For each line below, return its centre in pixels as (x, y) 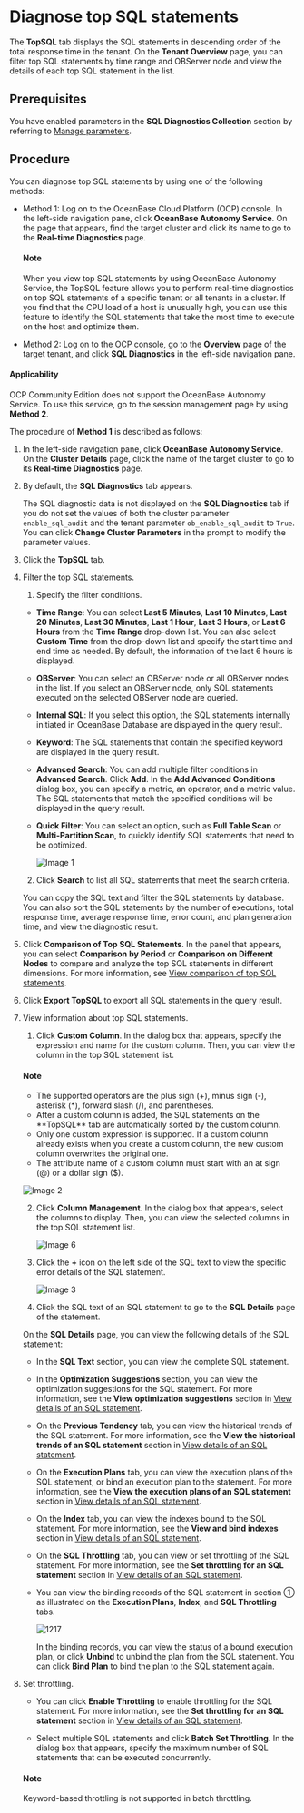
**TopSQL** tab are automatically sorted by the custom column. (158, 1125)
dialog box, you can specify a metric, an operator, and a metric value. (166, 789)
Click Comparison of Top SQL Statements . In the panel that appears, (152, 944)
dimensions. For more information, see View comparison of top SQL (149, 973)
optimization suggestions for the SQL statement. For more (144, 1389)
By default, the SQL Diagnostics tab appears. (108, 485)
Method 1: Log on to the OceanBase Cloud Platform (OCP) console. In (152, 208)
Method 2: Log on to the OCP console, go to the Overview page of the (154, 344)
